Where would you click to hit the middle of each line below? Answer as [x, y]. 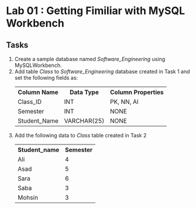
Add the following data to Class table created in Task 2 [80, 135]
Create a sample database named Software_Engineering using [90, 59]
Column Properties [137, 92]
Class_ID [30, 102]
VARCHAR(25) [84, 121]
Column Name [38, 92]
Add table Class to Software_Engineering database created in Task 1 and [102, 71]
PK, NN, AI [124, 102]
